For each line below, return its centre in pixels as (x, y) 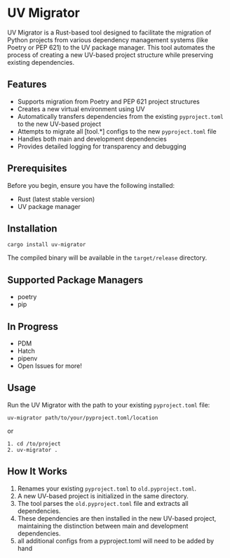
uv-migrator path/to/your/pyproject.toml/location (83, 418)
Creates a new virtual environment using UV (81, 109)
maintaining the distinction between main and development (103, 526)
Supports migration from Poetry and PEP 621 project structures (108, 101)
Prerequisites (37, 169)
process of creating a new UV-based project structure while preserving (110, 55)
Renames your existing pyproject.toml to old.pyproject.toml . (107, 488)
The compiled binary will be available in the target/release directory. (107, 258)
